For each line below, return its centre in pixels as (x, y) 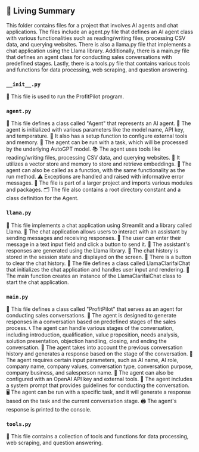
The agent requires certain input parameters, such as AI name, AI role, (92, 360)
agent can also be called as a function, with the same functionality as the (96, 170)
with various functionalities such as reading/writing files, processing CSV (96, 38)
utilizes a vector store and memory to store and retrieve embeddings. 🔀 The (99, 164)
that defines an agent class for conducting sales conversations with (89, 57)
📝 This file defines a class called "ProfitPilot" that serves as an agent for (94, 309)
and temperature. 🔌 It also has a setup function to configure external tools (97, 136)
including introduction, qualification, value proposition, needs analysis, (93, 335)
